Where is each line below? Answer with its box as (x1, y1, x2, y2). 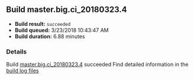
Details (6, 47, 27, 55)
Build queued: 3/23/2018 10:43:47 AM (14, 26, 109, 34)
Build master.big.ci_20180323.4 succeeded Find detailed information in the (6, 61, 189, 68)
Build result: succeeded (14, 20, 71, 27)
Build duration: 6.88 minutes (14, 32, 85, 40)
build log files (6, 67, 39, 74)
